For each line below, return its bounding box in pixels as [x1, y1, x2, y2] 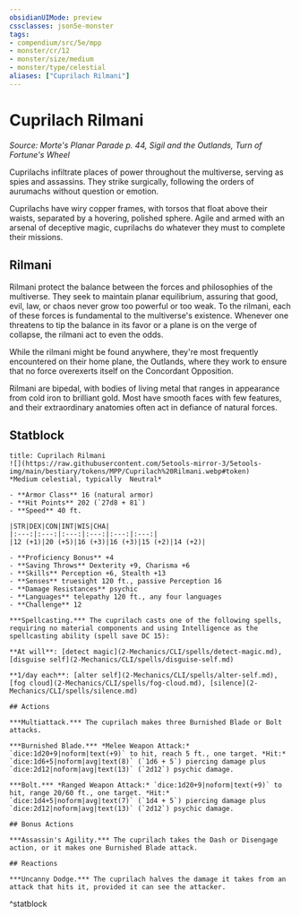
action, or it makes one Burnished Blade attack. [9, 843, 199, 852]
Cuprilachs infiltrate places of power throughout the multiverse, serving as [9, 167, 284, 177]
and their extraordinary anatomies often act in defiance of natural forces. [9, 402, 278, 412]
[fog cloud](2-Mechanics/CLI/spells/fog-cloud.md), [9, 678, 206, 688]
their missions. [9, 231, 64, 242]
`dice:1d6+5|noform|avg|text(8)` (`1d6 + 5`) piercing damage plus [9, 757, 267, 766]
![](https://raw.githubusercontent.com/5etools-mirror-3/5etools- [9, 459, 262, 469]
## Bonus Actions [9, 820, 74, 829]
